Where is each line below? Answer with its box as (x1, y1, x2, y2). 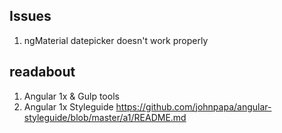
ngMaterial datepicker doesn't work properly (23, 34, 209, 46)
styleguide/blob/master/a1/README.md (23, 111, 187, 123)
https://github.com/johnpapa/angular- (115, 100, 272, 113)
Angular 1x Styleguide (23, 100, 114, 113)
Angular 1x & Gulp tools (23, 90, 120, 102)
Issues (9, 8, 52, 25)
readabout (9, 64, 76, 81)
